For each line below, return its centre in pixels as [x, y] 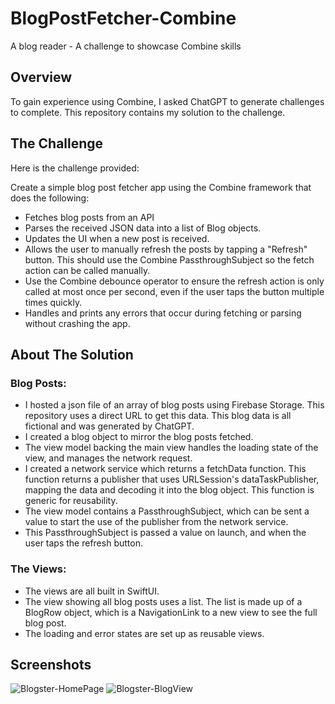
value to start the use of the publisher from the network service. [156, 522]
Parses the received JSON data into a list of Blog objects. [143, 228]
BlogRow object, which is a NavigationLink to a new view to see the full [171, 612]
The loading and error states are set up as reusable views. [144, 633]
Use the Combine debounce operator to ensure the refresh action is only [174, 281]
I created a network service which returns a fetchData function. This [165, 469]
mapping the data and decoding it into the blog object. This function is [169, 490]
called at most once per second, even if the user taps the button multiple [174, 291]
